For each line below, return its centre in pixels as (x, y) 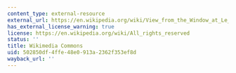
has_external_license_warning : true (61, 26)
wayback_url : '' (31, 59)
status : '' (23, 40)
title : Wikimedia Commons (45, 46)
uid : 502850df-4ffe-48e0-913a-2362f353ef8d (72, 53)
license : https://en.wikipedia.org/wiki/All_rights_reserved (99, 33)
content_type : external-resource (56, 14)
